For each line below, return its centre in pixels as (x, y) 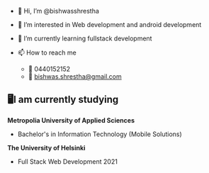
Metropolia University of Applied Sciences (71, 120)
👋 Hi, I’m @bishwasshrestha (58, 11)
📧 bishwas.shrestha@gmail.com (75, 77)
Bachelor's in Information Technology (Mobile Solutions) (100, 134)
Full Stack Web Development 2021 (68, 161)
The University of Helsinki (46, 147)
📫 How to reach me (47, 52)
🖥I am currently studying (63, 100)
